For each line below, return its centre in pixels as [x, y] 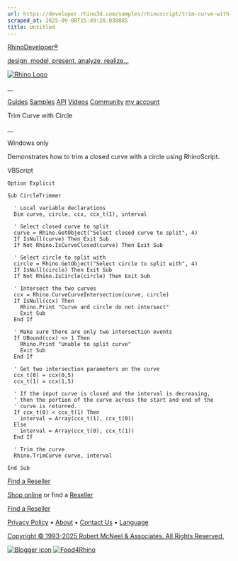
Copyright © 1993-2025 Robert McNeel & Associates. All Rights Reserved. [116, 536]
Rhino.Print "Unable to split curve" [76, 345]
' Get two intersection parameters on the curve [87, 369]
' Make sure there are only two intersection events [93, 332]
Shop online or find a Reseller [50, 495]
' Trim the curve [39, 450]
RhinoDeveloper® [33, 47]
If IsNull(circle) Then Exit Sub [63, 270]
